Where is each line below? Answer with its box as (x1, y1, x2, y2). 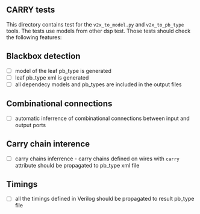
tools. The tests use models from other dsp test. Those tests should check (6, 27, 191, 34)
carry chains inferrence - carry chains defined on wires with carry (14, 155, 180, 162)
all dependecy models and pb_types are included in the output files (14, 81, 182, 88)
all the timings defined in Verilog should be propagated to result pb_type (14, 195, 195, 203)
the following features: (6, 33, 62, 41)
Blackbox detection (6, 51, 81, 61)
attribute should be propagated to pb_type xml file (14, 162, 140, 169)
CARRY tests (6, 5, 55, 15)
